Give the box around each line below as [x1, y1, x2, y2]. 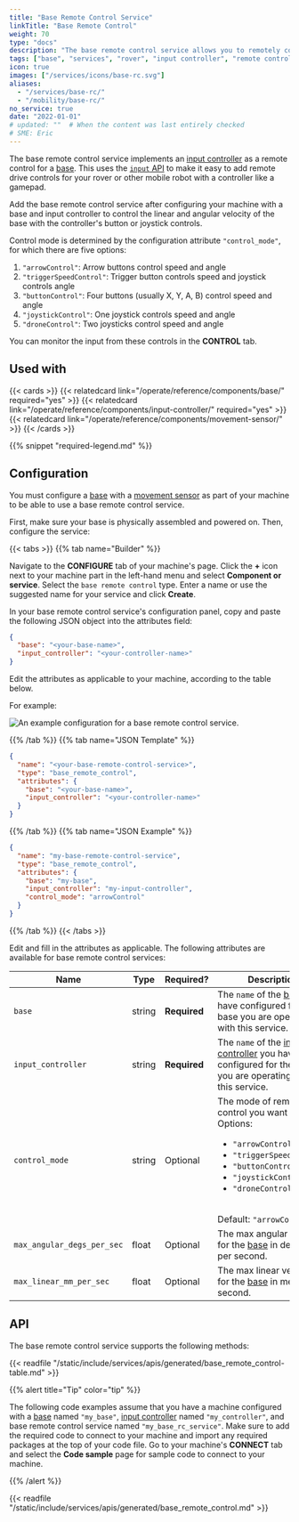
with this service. [217, 1021, 289, 1033]
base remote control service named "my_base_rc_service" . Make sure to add [9, 1421, 290, 1431]
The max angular [217, 1227, 288, 1240]
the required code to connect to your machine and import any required [9, 1429, 269, 1440]
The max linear [217, 1264, 280, 1276]
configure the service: [9, 526, 91, 537]
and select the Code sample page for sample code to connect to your [9, 1448, 265, 1460]
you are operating [217, 1069, 292, 1081]
